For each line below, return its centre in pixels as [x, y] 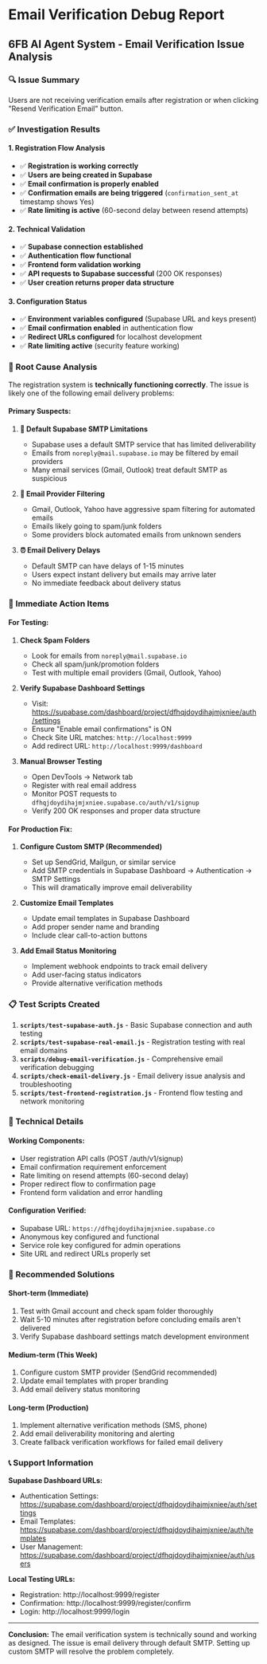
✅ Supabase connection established [81, 247]
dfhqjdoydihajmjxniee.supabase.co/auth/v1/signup [116, 803]
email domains [43, 1050]
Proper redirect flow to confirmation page [88, 1184]
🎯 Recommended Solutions [62, 1274]
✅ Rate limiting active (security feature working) [100, 346]
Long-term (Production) [48, 1407]
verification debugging [57, 1067]
